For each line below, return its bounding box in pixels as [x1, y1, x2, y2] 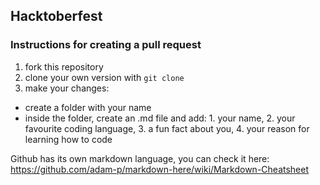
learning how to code [24, 133, 113, 145]
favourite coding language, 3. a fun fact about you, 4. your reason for [24, 122, 310, 134]
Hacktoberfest [10, 8, 103, 25]
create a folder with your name [24, 101, 152, 113]
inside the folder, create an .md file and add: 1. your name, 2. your [24, 112, 296, 124]
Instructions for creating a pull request [10, 38, 202, 52]
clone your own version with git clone [24, 71, 185, 83]
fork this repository [24, 60, 104, 73]
